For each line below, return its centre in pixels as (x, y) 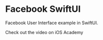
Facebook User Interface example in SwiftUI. (52, 23)
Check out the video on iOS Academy (44, 32)
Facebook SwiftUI (43, 9)
